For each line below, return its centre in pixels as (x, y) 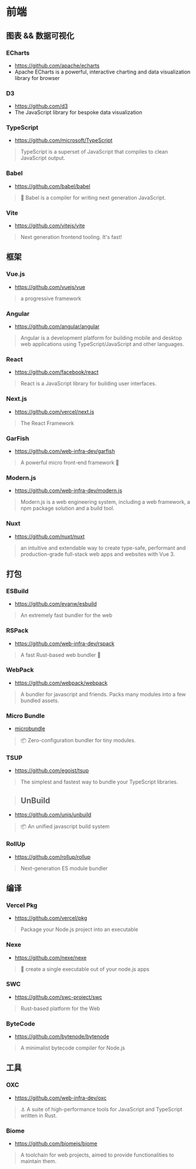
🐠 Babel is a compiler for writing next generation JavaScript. (93, 197)
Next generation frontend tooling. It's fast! (71, 237)
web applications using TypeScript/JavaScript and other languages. (102, 344)
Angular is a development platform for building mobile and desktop (101, 338)
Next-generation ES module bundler (64, 868)
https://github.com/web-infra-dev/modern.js (68, 491)
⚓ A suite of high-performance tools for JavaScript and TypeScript (102, 1109)
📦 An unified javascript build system (65, 826)
